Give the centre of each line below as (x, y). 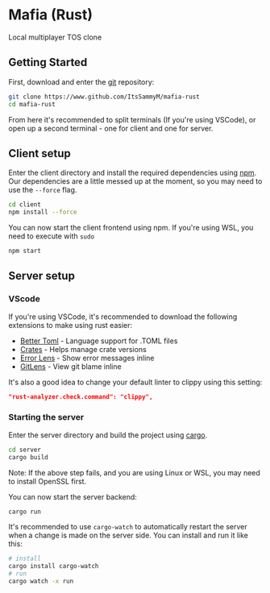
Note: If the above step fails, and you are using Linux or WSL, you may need (134, 472)
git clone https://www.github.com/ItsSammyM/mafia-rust (104, 97)
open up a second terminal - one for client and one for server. (111, 128)
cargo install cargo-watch (54, 566)
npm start (25, 251)
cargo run (25, 512)
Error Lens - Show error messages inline (87, 358)
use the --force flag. (43, 190)
